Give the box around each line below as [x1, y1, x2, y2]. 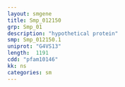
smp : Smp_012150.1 [7, 36, 61, 43]
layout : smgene [7, 10, 52, 18]
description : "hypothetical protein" [7, 29, 119, 37]
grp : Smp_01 [7, 23, 42, 30]
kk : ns [7, 62, 27, 69]
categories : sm [7, 69, 52, 76]
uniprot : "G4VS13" [7, 43, 61, 50]
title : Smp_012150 [7, 17, 61, 24]
